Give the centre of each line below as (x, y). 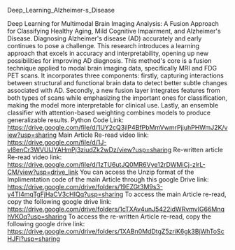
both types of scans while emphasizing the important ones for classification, (117, 98)
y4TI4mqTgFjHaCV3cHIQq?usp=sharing (65, 194)
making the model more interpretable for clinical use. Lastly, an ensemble (113, 105)
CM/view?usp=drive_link (43, 172)
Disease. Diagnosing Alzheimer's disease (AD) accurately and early (105, 38)
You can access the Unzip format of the (137, 172)
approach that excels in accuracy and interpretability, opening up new (108, 53)
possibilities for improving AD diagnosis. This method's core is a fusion (109, 61)
